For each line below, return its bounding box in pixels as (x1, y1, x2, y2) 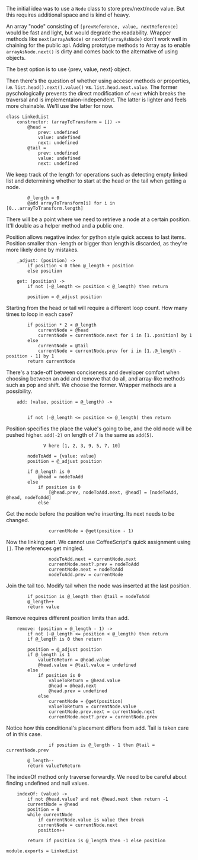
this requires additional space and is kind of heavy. (6, 11, 130, 18)
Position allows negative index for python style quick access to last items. (6, 234, 186, 241)
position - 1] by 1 (6, 353, 55, 359)
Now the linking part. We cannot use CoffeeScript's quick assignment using (6, 539, 191, 545)
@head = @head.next (48, 683, 97, 689)
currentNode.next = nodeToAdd (48, 567, 123, 573)
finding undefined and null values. (6, 779, 90, 787)
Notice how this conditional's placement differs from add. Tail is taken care (6, 724, 189, 731)
